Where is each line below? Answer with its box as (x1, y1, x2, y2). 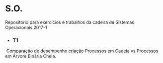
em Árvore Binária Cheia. (5, 53, 56, 59)
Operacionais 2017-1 (5, 24, 47, 30)
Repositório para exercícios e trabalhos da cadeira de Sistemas (5, 19, 135, 25)
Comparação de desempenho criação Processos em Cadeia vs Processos (6, 48, 159, 54)
